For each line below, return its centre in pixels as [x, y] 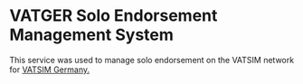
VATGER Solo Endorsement [114, 16]
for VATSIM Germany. [50, 70]
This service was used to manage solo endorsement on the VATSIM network [152, 60]
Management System [92, 35]
